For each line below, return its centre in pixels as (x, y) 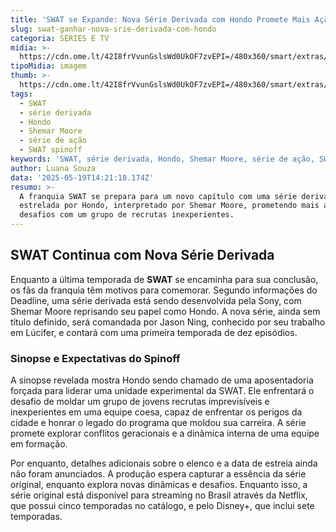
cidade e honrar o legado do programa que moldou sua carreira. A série (158, 423)
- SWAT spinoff (51, 150)
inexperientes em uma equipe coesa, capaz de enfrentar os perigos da (156, 412)
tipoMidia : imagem (48, 66)
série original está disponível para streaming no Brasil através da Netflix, (159, 495)
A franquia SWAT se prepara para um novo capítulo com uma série (158, 196)
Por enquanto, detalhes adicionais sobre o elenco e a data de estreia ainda (164, 463)
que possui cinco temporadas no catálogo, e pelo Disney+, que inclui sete (162, 506)
